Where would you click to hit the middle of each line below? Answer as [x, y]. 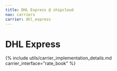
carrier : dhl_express [28, 19]
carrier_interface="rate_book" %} [40, 63]
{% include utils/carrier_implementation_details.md [58, 58]
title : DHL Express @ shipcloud [39, 10]
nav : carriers [20, 15]
